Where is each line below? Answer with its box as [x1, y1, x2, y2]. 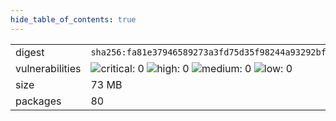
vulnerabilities [15, 61, 82, 75]
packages [15, 94, 62, 108]
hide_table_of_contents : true [10, 14, 137, 25]
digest [15, 45, 45, 59]
